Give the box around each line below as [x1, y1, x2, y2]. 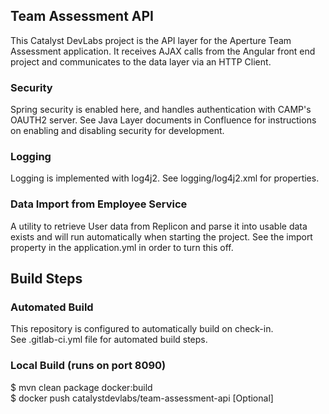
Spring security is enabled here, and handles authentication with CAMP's [10, 104, 312, 116]
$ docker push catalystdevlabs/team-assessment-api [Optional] [10, 392, 274, 404]
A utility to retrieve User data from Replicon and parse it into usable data [10, 220, 308, 232]
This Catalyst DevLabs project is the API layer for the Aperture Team [10, 34, 292, 46]
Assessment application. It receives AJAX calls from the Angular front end [10, 45, 316, 57]
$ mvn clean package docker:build [10, 381, 153, 393]
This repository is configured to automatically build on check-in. [10, 323, 274, 335]
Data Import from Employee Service [10, 197, 188, 211]
